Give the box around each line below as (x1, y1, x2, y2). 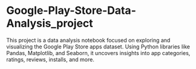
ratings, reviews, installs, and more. (6, 56, 95, 63)
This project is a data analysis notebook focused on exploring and (6, 36, 171, 44)
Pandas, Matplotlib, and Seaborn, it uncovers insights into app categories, (6, 49, 191, 56)
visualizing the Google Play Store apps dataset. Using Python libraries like (6, 43, 191, 50)
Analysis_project (6, 16, 94, 30)
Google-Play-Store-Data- (6, 4, 136, 18)
